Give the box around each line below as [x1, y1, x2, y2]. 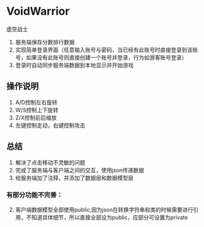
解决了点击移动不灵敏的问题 [15, 158, 86, 166]
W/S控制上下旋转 [15, 106, 59, 113]
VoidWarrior [6, 4, 70, 18]
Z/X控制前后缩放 [15, 113, 57, 121]
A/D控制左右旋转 [15, 98, 58, 106]
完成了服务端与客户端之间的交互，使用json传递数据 [15, 166, 145, 174]
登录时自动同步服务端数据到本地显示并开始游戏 [15, 61, 134, 69]
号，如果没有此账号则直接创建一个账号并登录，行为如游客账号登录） [15, 53, 187, 61]
